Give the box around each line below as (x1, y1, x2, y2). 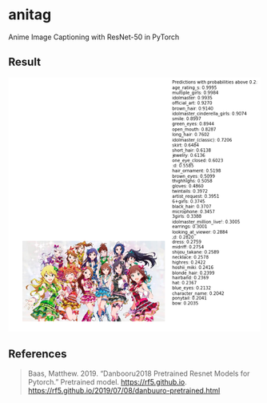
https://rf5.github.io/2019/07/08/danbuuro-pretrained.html (27, 385, 221, 395)
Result (8, 55, 42, 69)
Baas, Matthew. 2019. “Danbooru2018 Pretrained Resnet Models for (27, 369, 250, 378)
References (8, 347, 67, 361)
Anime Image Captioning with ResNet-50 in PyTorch (8, 32, 180, 42)
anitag (8, 6, 52, 24)
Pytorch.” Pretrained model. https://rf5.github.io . (27, 377, 187, 386)
